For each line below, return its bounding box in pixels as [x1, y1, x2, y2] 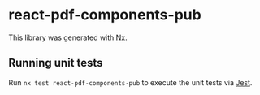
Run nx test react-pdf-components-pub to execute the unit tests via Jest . [8, 77, 253, 87]
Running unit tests [8, 56, 103, 70]
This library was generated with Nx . [8, 32, 128, 42]
